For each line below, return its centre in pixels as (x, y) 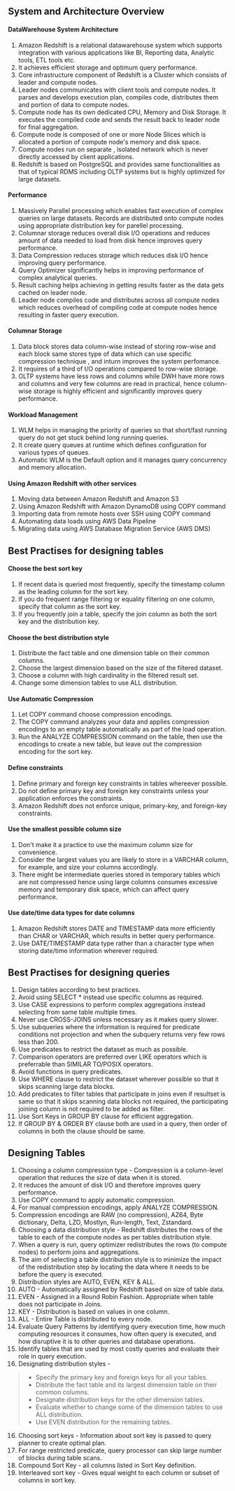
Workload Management (43, 414)
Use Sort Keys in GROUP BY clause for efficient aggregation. (106, 1116)
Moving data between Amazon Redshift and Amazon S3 (98, 499)
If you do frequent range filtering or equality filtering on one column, (116, 599)
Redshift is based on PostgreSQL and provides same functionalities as (119, 164)
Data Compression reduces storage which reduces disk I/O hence (113, 255)
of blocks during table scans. (60, 1457)
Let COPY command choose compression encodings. (95, 715)
